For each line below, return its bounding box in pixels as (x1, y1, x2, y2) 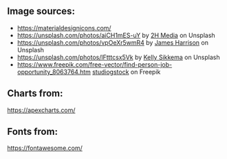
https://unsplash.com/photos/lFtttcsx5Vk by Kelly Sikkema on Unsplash (17, 53, 220, 61)
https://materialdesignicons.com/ (17, 23, 111, 32)
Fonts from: (7, 126, 58, 138)
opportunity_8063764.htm (17, 67, 91, 76)
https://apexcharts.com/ (7, 106, 76, 114)
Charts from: (7, 87, 63, 99)
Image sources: (7, 6, 76, 17)
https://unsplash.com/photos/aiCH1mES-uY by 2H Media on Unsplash (17, 31, 215, 39)
